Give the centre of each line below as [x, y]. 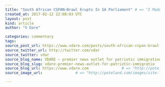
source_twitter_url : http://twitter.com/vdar [52, 50]
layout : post [18, 19]
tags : [11, 41]
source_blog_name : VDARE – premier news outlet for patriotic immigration [83, 59]
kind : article [20, 23]
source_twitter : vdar [27, 55]
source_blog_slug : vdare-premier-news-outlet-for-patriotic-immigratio [80, 64]
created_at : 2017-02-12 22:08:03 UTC [44, 14]
